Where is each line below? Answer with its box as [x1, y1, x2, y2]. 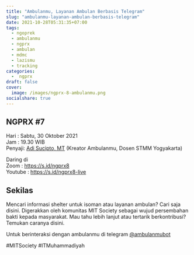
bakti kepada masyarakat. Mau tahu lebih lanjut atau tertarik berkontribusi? [6, 214, 186, 221]
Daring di [6, 156, 28, 163]
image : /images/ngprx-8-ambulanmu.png [11, 90, 106, 96]
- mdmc [11, 52, 27, 58]
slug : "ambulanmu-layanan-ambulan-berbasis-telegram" [6, 14, 140, 20]
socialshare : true [6, 95, 51, 101]
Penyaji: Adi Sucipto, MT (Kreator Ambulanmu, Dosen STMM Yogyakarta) [6, 145, 183, 152]
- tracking [11, 62, 38, 69]
